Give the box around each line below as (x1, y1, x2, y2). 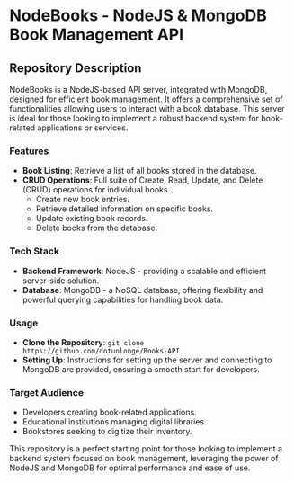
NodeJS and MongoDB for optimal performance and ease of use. (9, 462, 251, 473)
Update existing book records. (35, 213, 148, 224)
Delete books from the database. (35, 222, 158, 234)
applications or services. (37, 122, 129, 133)
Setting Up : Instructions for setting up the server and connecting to (22, 354, 272, 365)
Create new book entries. (35, 194, 130, 205)
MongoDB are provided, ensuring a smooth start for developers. (22, 363, 260, 374)
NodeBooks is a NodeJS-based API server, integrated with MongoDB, (9, 85, 268, 94)
